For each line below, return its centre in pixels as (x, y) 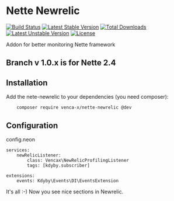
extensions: (20, 176)
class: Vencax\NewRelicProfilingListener (78, 160)
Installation (27, 83)
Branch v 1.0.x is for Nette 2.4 (61, 63)
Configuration (32, 125)
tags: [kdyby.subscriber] (59, 165)
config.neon (20, 139)
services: (18, 150)
